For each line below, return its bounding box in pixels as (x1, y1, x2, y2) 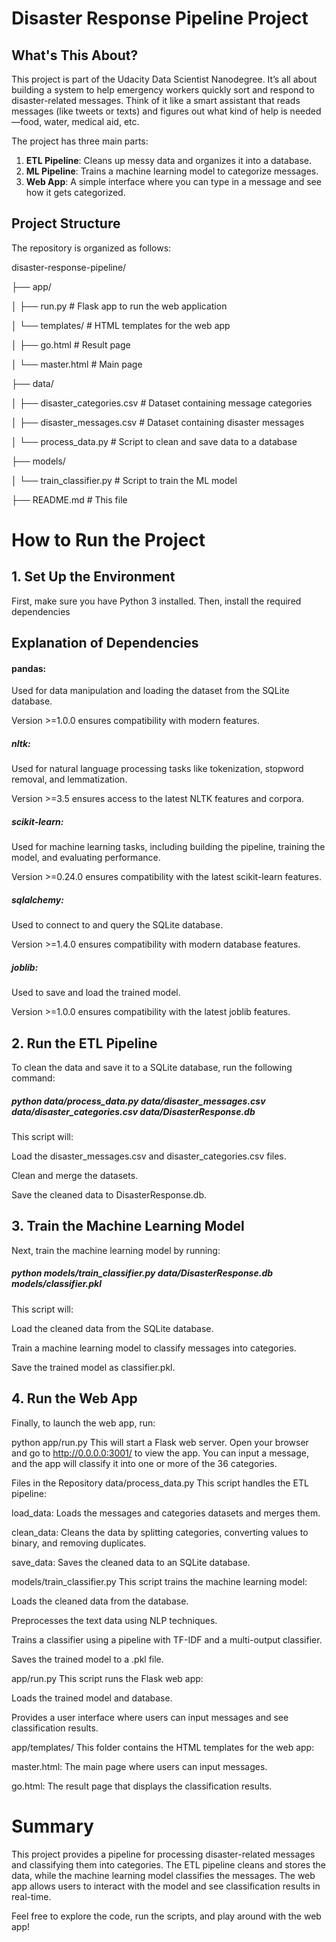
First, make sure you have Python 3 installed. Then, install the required (11, 595, 302, 607)
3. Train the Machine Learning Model (11, 1218, 245, 1235)
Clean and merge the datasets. (11, 1170, 139, 1182)
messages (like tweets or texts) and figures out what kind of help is (11, 105, 288, 117)
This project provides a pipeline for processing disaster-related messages (11, 1848, 316, 1860)
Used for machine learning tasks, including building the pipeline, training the (11, 841, 326, 853)
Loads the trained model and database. (11, 1692, 173, 1704)
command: (11, 1072, 56, 1084)
